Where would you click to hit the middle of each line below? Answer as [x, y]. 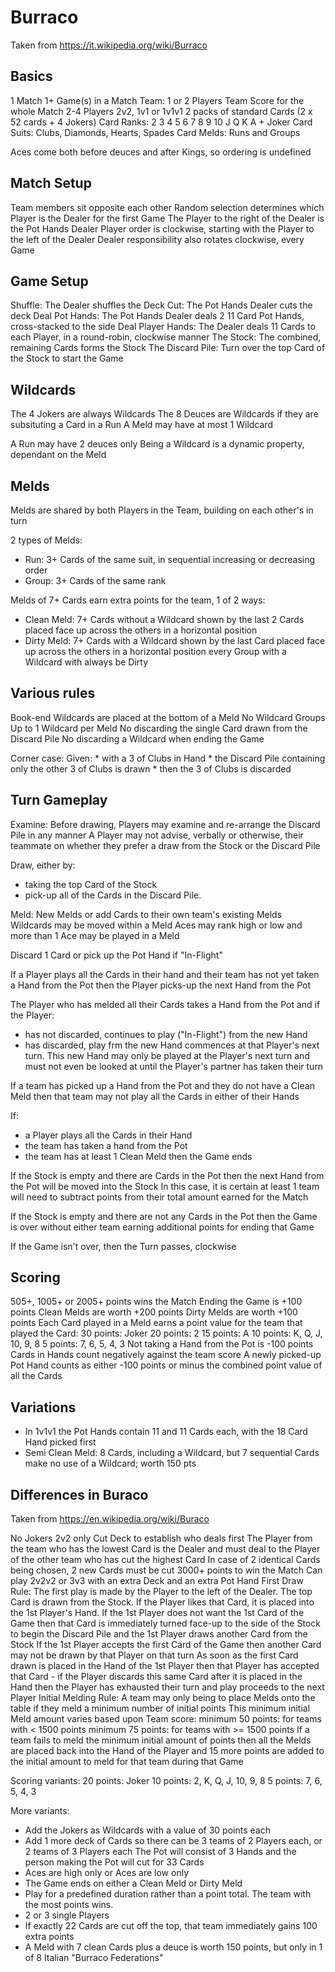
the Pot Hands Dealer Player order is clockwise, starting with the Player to [162, 228]
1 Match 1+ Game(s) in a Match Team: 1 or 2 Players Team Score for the [157, 100]
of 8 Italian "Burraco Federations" [94, 1958]
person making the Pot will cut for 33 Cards [114, 1862]
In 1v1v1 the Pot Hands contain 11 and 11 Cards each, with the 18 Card [166, 1432]
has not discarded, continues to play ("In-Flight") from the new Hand [166, 1034]
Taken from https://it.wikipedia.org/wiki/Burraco [109, 45]
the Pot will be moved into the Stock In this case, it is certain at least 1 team [165, 1186]
